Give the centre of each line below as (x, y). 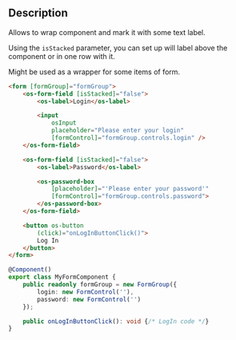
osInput (64, 123)
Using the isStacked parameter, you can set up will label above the (118, 48)
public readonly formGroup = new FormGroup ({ (100, 285)
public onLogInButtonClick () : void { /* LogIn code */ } (116, 321)
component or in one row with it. (62, 56)
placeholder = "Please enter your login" (117, 131)
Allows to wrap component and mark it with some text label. (107, 32)
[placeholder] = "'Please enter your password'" (130, 189)
